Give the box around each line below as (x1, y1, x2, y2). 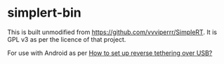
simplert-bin (7, 5, 82, 21)
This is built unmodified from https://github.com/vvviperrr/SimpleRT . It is (7, 28, 218, 36)
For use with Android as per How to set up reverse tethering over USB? (7, 49, 213, 57)
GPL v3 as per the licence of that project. (7, 35, 126, 43)
